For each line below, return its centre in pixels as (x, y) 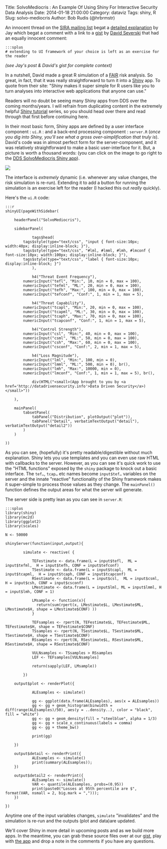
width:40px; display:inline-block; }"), (48, 246)
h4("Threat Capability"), (59, 303)
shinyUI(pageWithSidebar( (32, 211)
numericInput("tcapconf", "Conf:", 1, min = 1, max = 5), (84, 321)
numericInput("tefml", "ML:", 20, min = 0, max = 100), (82, 286)
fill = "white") (22, 714)
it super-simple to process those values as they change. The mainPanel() (80, 484)
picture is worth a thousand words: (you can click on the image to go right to (83, 153)
